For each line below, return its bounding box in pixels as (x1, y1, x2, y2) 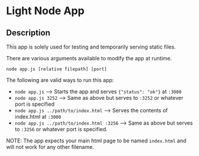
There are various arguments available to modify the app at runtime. (6, 55, 172, 61)
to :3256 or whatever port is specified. (14, 126, 108, 132)
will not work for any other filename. (6, 144, 94, 150)
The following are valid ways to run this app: (6, 77, 114, 83)
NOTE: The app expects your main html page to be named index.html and (6, 137, 187, 144)
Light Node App (6, 4, 85, 18)
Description (6, 28, 50, 38)
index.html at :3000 (14, 113, 62, 120)
